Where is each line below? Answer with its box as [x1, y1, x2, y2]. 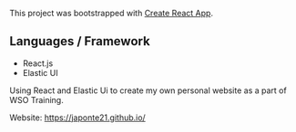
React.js [22, 58, 54, 69]
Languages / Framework [9, 33, 150, 49]
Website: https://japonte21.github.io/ [9, 112, 146, 123]
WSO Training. [9, 94, 64, 105]
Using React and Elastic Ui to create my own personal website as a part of [9, 85, 287, 96]
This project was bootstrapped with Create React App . [9, 8, 214, 18]
